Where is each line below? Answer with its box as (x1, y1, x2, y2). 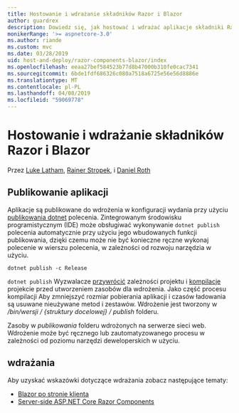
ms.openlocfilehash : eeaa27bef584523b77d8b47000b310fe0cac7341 (7, 63, 199, 70)
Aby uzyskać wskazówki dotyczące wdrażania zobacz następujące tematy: (7, 375, 228, 385)
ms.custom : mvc (7, 43, 53, 51)
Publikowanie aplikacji (7, 187, 109, 199)
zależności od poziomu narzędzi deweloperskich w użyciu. (7, 336, 180, 345)
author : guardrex (7, 17, 59, 24)
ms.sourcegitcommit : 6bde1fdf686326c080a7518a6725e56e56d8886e (7, 70, 199, 77)
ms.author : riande (7, 37, 62, 44)
